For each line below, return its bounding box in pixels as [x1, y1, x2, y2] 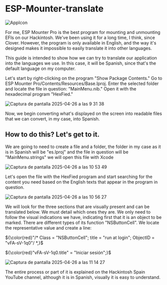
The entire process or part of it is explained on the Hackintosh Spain [5, 268, 146, 275]
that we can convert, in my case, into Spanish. [5, 115, 100, 121]
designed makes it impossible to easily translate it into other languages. [5, 45, 152, 51]
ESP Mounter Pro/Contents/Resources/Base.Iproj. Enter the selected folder [5, 80, 159, 86]
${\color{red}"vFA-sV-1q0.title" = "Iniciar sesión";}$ [5, 249, 111, 255]
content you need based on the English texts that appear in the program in [5, 178, 158, 185]
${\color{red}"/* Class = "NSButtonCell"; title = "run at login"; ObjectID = [5, 234, 155, 240]
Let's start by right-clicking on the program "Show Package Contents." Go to [5, 75, 163, 81]
